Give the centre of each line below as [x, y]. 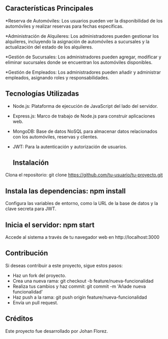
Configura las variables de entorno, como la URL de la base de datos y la [82, 204]
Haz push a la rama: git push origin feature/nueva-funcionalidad [80, 297]
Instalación [31, 163]
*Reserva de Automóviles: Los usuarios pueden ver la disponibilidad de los [84, 20]
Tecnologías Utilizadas [42, 94]
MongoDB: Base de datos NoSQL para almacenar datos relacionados [85, 131]
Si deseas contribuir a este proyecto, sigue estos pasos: [64, 265]
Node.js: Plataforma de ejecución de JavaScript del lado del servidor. [85, 106]
